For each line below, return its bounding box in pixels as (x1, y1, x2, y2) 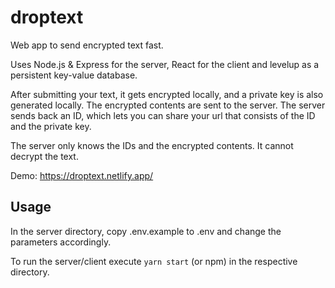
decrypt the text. (10, 150, 79, 162)
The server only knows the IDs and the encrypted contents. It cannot (10, 139, 294, 151)
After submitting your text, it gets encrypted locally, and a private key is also (10, 88, 324, 100)
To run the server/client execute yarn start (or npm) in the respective (10, 255, 298, 267)
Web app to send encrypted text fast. (10, 39, 164, 51)
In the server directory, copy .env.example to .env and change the (10, 225, 282, 237)
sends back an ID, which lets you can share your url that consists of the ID (10, 109, 316, 121)
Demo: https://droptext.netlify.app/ (10, 169, 154, 181)
